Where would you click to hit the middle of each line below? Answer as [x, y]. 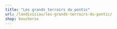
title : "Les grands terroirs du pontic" [48, 10]
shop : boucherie [22, 19]
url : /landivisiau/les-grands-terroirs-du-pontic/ [59, 14]
